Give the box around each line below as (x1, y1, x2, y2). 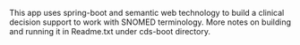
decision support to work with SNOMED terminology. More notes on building (9, 17, 292, 27)
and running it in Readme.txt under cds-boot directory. (9, 26, 210, 36)
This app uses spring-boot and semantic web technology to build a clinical (9, 8, 285, 18)
